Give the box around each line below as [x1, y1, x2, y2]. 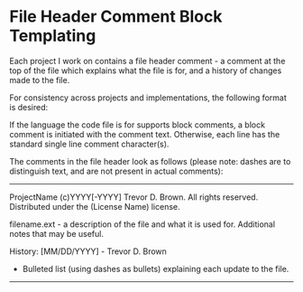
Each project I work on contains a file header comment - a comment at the [9, 55, 286, 66]
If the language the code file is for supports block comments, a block [9, 119, 266, 130]
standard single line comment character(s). [9, 138, 170, 149]
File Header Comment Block [9, 6, 223, 27]
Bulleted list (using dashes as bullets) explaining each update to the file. [22, 263, 289, 274]
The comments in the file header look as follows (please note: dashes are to [9, 155, 291, 166]
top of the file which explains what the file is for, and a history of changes [9, 65, 282, 76]
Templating [9, 25, 96, 46]
